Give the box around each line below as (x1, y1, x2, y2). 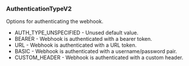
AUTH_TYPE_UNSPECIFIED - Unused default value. (14, 29, 139, 36)
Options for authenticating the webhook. (6, 18, 104, 25)
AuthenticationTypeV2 (6, 5, 72, 13)
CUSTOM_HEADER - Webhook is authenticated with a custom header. (14, 54, 183, 61)
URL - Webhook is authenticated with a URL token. (14, 41, 137, 48)
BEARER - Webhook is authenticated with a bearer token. (14, 36, 152, 43)
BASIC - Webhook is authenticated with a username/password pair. (14, 48, 177, 55)
